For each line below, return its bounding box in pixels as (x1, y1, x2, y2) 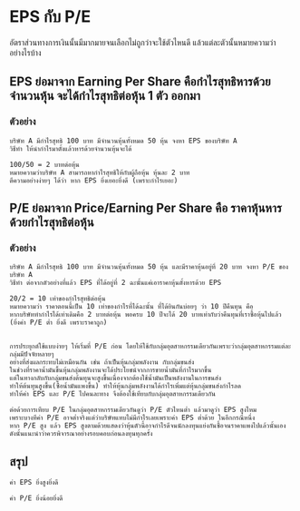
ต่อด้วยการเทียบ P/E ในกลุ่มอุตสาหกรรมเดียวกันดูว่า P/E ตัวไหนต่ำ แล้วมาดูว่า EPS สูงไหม (9, 406, 256, 415)
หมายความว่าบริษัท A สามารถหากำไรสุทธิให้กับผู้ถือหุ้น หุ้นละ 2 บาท (9, 168, 190, 177)
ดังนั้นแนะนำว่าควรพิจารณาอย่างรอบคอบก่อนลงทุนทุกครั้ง (9, 429, 153, 438)
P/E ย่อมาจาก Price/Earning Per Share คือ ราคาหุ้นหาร (9, 201, 283, 216)
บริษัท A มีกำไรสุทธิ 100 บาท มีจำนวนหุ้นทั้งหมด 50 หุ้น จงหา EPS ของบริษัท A (9, 136, 237, 145)
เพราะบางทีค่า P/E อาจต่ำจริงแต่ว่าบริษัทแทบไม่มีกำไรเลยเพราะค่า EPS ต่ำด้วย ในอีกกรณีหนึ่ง (9, 413, 256, 423)
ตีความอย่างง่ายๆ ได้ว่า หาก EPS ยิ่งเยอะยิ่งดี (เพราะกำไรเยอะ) (9, 175, 179, 185)
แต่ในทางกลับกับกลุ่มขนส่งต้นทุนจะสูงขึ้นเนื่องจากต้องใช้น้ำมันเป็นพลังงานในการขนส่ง (9, 374, 222, 383)
